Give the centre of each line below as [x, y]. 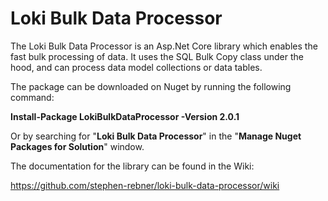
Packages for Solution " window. [77, 146]
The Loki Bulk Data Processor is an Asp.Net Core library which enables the [164, 46]
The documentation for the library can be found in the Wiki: [132, 166]
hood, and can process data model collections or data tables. [136, 67]
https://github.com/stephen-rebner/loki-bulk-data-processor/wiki [145, 185]
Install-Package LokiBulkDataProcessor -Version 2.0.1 [125, 116]
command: [32, 97]
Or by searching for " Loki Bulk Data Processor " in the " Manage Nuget [156, 136]
